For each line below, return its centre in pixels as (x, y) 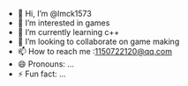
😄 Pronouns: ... (46, 64)
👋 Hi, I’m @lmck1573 (55, 14)
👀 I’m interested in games (64, 23)
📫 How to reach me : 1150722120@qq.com (95, 51)
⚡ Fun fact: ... (41, 74)
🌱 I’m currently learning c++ (68, 32)
